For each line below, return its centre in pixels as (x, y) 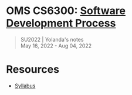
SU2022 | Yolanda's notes (52, 39)
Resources (33, 69)
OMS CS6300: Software (66, 11)
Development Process (61, 23)
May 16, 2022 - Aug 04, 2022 (56, 46)
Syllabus (25, 86)
